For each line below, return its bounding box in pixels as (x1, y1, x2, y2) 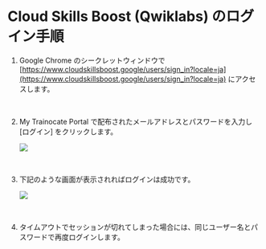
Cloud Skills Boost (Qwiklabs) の (7, 7, 227, 26)
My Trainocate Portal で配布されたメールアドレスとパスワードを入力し (18, 116, 252, 126)
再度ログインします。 (54, 232, 125, 242)
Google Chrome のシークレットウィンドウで (18, 55, 166, 65)
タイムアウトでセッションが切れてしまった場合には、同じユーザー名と (18, 222, 252, 231)
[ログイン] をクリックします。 (18, 126, 118, 137)
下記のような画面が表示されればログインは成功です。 (18, 174, 195, 184)
